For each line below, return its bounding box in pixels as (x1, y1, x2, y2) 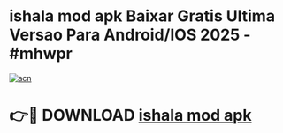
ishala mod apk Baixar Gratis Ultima (9, 6, 276, 26)
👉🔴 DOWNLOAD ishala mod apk (9, 106, 252, 125)
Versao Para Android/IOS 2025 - (9, 25, 251, 45)
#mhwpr (9, 44, 73, 63)
